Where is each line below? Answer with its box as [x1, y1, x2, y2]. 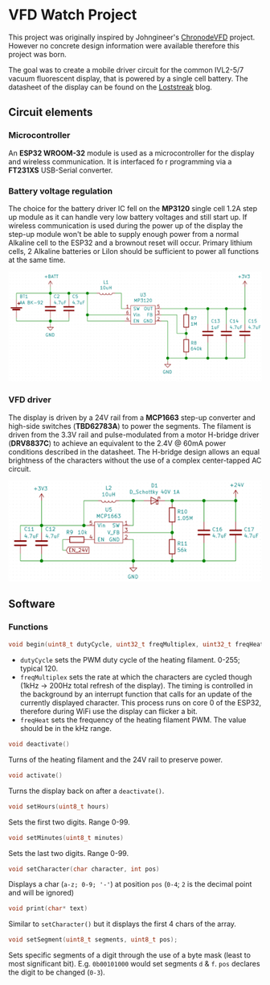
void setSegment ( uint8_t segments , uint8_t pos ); [8, 936, 178, 944]
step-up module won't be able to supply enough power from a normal [8, 229, 239, 239]
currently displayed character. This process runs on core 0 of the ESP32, [19, 698, 262, 708]
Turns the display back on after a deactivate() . [8, 786, 165, 796]
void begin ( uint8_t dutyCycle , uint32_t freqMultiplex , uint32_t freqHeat [8, 641, 264, 649]
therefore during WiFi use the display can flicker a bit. [19, 707, 198, 717]
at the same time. [8, 255, 66, 264]
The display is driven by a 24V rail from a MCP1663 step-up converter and [8, 413, 256, 422]
